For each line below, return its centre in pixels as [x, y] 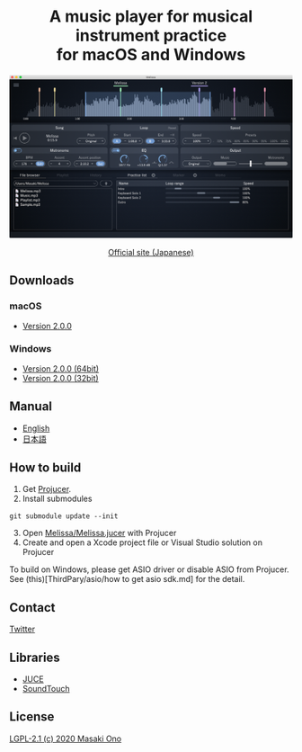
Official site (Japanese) [151, 252]
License [32, 717]
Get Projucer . [47, 489]
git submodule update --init [64, 516]
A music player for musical [151, 17]
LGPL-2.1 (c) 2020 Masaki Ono [66, 739]
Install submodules [57, 499]
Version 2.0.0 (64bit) [61, 368]
